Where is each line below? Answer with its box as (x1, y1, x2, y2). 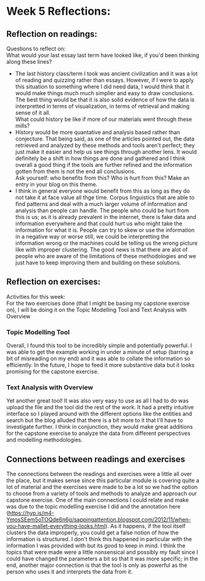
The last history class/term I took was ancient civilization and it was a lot (15, 70, 198, 77)
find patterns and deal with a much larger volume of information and (15, 201, 188, 207)
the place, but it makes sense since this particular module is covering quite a (6, 477, 199, 484)
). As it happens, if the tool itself (105, 523, 185, 530)
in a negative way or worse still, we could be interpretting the (15, 233, 170, 240)
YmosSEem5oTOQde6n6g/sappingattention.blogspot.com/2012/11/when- (6, 516, 192, 523)
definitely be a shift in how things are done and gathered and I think (15, 155, 185, 162)
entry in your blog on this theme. (15, 181, 98, 188)
